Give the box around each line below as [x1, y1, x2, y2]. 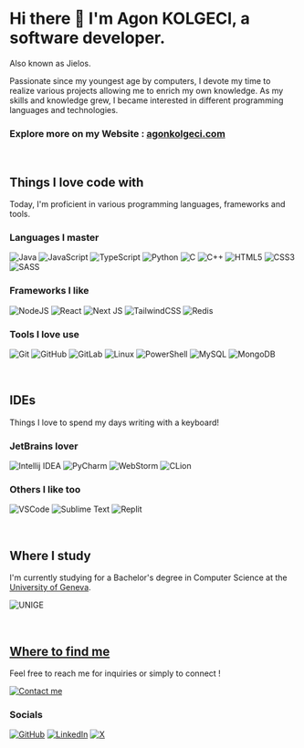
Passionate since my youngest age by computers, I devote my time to [9, 75, 271, 86]
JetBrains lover [9, 440, 79, 452]
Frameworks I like [9, 285, 89, 297]
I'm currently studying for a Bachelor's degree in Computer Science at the [9, 572, 288, 583]
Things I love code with [9, 174, 144, 190]
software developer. [9, 27, 166, 48]
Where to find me [9, 643, 110, 660]
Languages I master [9, 231, 100, 244]
